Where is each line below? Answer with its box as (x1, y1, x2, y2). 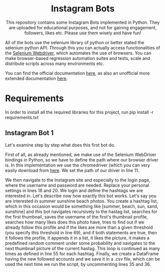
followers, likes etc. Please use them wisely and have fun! (24, 30, 141, 36)
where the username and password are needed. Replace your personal (5, 182, 149, 188)
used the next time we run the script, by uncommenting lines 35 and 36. (5, 261, 151, 267)
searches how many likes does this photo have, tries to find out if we (5, 219, 144, 225)
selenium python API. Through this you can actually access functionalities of (5, 45, 161, 51)
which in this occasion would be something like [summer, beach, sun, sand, (5, 203, 159, 209)
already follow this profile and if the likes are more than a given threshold (5, 224, 153, 230)
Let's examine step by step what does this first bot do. (5, 142, 116, 148)
